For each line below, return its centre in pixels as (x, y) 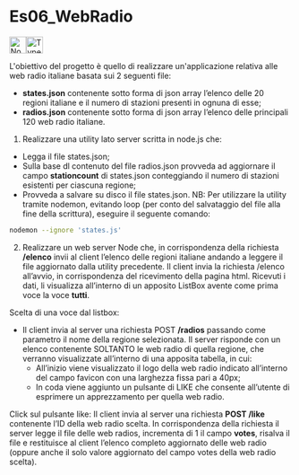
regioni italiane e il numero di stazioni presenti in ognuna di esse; (141, 102)
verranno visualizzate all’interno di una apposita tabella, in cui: (137, 358)
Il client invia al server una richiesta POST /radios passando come (144, 330)
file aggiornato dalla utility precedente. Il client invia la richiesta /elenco (153, 266)
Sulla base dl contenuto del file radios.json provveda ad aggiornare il (149, 166)
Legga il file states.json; (66, 156)
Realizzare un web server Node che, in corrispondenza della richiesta (150, 247)
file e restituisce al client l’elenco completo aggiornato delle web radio (138, 443)
